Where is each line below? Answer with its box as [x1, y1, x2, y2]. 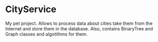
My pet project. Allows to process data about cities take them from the [5, 20, 153, 26]
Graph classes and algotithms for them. [5, 31, 88, 37]
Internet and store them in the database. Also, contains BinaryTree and [5, 25, 153, 31]
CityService [5, 4, 57, 15]
